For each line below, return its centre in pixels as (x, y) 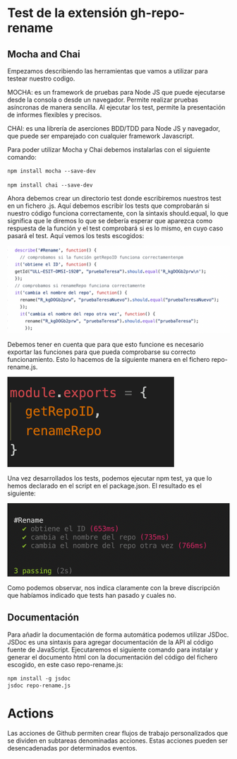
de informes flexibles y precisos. (55, 115)
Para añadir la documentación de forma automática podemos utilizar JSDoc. (118, 635)
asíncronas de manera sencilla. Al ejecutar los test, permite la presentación (116, 107)
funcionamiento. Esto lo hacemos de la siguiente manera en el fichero (109, 359)
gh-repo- (158, 13)
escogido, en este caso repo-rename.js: (65, 664)
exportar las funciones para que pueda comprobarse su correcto (102, 352)
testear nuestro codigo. (41, 78)
